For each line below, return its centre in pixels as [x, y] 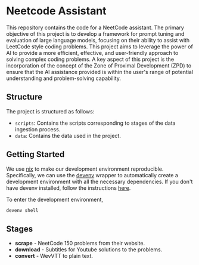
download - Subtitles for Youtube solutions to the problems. [88, 249]
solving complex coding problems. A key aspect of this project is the [90, 59]
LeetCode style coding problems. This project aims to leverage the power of [100, 47]
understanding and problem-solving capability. [63, 78]
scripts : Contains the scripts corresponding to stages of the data [95, 123]
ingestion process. [38, 129]
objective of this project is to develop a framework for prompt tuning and [95, 33]
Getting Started [35, 154]
